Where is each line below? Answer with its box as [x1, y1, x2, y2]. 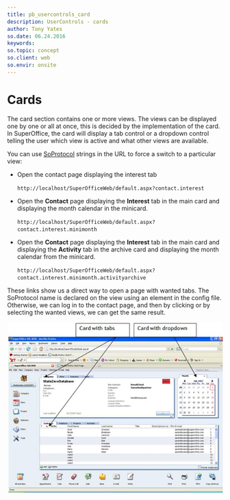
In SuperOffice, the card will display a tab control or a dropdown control [7, 129, 209, 137]
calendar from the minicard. [16, 252, 96, 260]
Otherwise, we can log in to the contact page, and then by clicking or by [7, 301, 211, 309]
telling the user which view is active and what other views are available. [7, 136, 209, 145]
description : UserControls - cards [7, 18, 109, 25]
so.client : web [7, 55, 51, 62]
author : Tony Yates [7, 25, 63, 32]
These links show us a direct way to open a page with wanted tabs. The [7, 286, 209, 295]
